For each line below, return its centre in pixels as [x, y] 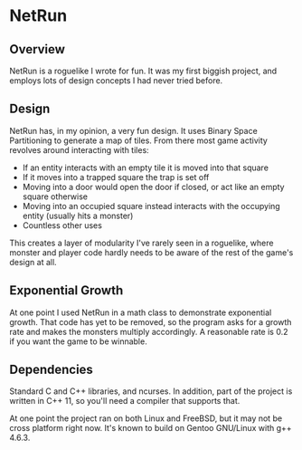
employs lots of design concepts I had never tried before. [116, 81]
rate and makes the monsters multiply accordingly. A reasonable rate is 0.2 [149, 331]
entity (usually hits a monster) [78, 215]
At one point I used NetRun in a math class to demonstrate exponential [141, 312]
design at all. [33, 262]
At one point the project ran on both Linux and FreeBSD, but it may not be [146, 418]
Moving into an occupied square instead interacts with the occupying [151, 206]
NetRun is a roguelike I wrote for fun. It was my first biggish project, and [143, 71]
